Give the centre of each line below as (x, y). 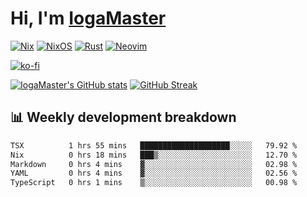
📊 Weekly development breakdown (123, 117)
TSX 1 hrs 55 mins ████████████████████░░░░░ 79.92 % (154, 145)
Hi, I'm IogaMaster (88, 18)
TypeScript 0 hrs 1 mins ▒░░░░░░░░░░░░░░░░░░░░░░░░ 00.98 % (154, 183)
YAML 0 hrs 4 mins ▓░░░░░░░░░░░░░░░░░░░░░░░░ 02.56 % (154, 173)
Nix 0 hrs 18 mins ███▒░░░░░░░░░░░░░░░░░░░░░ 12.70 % (154, 155)
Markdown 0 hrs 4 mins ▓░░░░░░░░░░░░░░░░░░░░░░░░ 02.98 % (154, 164)
